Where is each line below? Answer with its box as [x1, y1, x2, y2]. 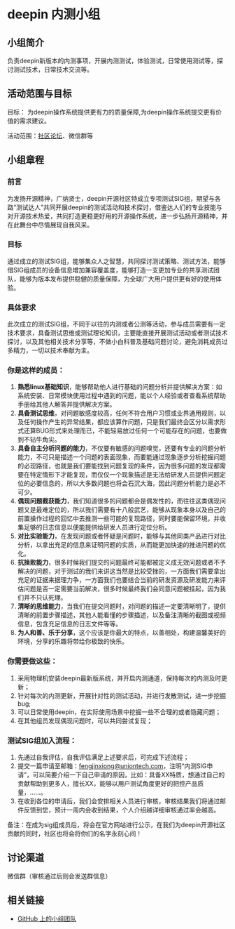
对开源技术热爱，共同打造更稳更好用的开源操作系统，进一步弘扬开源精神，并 [7, 211, 228, 220]
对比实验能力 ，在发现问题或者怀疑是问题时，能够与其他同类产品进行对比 [17, 532, 226, 541]
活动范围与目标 [7, 88, 72, 100]
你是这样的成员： [7, 366, 65, 376]
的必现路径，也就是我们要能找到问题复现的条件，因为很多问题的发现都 [17, 461, 220, 470]
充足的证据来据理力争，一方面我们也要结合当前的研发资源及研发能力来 [17, 576, 220, 584]
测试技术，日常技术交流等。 [13, 65, 93, 74]
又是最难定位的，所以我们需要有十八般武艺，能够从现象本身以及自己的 [23, 506, 226, 514]
